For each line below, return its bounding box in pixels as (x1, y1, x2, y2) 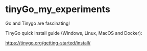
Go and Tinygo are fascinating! (5, 20, 70, 26)
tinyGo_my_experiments (5, 4, 111, 15)
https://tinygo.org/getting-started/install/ (5, 39, 91, 46)
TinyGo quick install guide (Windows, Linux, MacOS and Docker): (5, 30, 142, 36)
